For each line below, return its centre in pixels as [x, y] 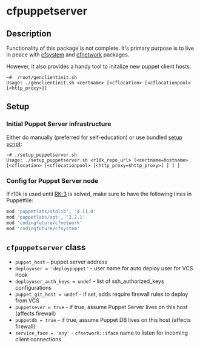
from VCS [27, 301]
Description [29, 34]
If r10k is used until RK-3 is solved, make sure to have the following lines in [99, 194]
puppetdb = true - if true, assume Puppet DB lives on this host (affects [103, 320]
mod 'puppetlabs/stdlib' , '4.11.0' [51, 211]
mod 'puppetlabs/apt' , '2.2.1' [46, 217]
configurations [33, 288]
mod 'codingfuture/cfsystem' [43, 228]
